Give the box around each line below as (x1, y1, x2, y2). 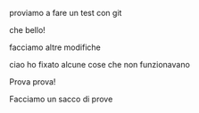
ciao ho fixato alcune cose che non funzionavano (9, 60, 190, 69)
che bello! (9, 25, 46, 35)
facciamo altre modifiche (9, 42, 101, 52)
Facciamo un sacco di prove (9, 93, 113, 104)
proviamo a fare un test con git (9, 8, 122, 18)
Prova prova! (9, 77, 56, 87)
